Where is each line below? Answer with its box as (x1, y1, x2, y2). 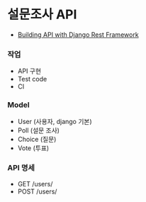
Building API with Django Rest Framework (17, 30, 140, 39)
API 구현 (17, 67, 41, 75)
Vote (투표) (17, 143, 50, 152)
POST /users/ (17, 187, 57, 196)
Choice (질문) (17, 135, 57, 143)
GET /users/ (17, 179, 53, 188)
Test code (17, 75, 47, 84)
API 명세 (7, 163, 35, 173)
